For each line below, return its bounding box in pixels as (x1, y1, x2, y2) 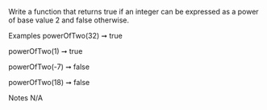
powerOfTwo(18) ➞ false (8, 78, 90, 87)
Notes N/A (8, 93, 43, 103)
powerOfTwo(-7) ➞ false (8, 62, 90, 71)
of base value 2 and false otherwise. (8, 15, 130, 25)
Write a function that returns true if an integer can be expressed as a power (8, 7, 260, 16)
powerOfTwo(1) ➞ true (8, 47, 83, 55)
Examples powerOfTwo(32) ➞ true (8, 31, 123, 40)
